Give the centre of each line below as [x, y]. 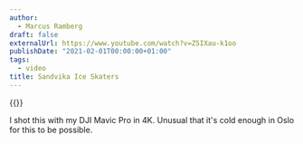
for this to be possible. [51, 130]
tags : [19, 60]
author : [24, 18]
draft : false [34, 34]
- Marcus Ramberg [50, 26]
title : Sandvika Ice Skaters [64, 77]
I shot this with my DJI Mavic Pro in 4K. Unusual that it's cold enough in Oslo [152, 120]
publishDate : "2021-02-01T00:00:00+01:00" [90, 52]
